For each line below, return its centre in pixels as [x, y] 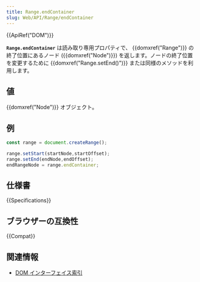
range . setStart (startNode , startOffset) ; [58, 153]
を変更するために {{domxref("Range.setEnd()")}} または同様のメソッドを [97, 63]
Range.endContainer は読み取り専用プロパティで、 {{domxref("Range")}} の [100, 48]
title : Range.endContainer [40, 12]
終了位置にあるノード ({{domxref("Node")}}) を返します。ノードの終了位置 [100, 55]
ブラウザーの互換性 [42, 221]
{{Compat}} [21, 236]
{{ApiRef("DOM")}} [30, 35]
